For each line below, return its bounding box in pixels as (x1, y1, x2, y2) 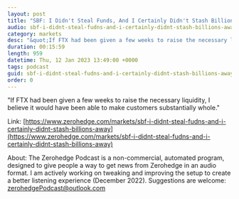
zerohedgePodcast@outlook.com (7, 184, 106, 193)
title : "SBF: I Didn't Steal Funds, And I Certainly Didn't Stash (7, 17, 208, 24)
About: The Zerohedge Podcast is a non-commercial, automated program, (7, 154, 225, 162)
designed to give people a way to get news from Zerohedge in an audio (7, 161, 217, 170)
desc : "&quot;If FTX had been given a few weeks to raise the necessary (7, 37, 228, 44)
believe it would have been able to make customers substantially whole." (7, 104, 221, 112)
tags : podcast (7, 63, 50, 70)
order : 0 (7, 76, 33, 84)
